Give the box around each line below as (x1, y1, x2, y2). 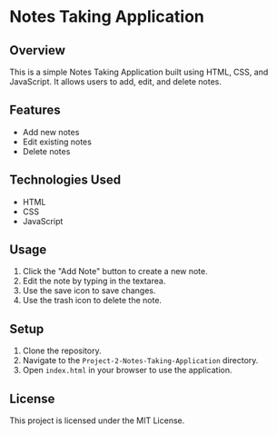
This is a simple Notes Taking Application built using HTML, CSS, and (9, 66, 269, 77)
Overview (9, 43, 66, 58)
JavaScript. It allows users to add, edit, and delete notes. (9, 76, 223, 87)
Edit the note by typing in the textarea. (22, 275, 166, 287)
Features (9, 103, 61, 118)
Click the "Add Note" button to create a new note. (22, 266, 209, 277)
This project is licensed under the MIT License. (9, 415, 185, 426)
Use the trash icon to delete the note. (22, 295, 162, 306)
